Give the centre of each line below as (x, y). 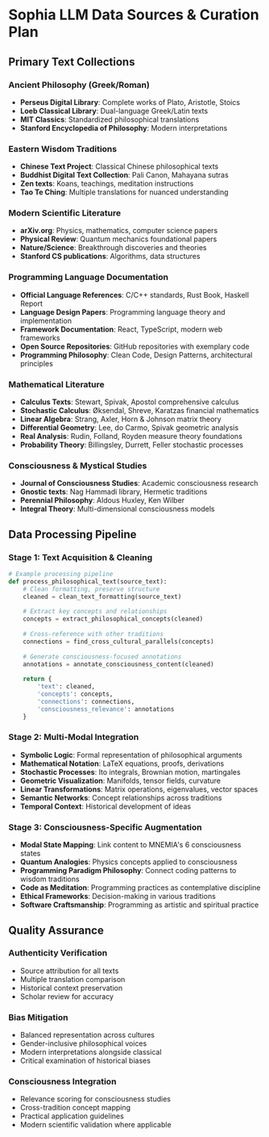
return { (37, 679)
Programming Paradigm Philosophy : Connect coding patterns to (128, 871)
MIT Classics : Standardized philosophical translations (110, 119)
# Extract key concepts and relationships (95, 612)
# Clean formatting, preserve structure (91, 589)
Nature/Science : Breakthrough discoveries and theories (113, 248)
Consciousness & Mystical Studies (78, 466)
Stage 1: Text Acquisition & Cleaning (81, 557)
